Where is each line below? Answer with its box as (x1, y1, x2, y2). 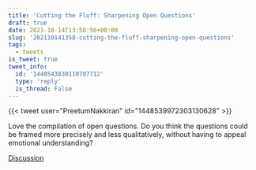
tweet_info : (8, 63, 47, 71)
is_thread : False (15, 84, 73, 93)
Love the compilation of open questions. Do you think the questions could (8, 121, 249, 131)
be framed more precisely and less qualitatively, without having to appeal (8, 130, 247, 139)
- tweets (15, 48, 44, 56)
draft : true (8, 19, 47, 27)
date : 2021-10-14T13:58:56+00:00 (8, 26, 119, 34)
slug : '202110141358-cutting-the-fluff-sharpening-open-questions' (8, 33, 235, 42)
